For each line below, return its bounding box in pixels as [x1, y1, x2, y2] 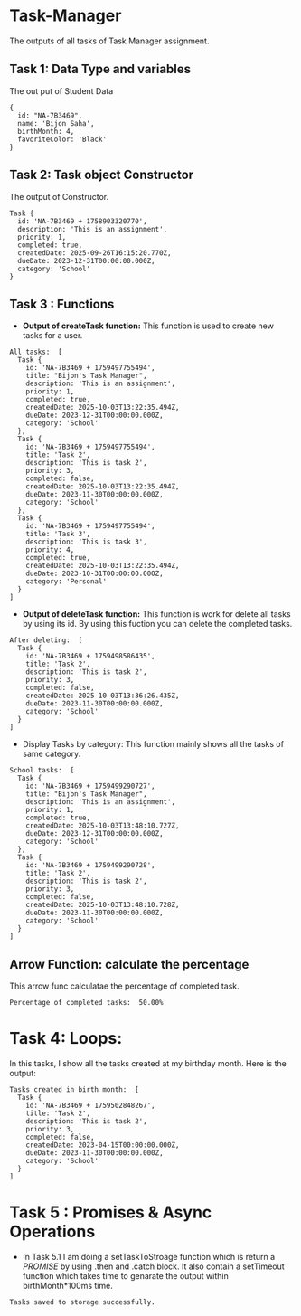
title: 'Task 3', [25, 530, 91, 539]
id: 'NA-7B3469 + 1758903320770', [17, 216, 147, 226]
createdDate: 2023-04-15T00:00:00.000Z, [25, 1141, 180, 1150]
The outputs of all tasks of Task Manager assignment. [9, 35, 210, 46]
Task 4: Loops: [9, 1028, 123, 1049]
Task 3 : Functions [9, 296, 115, 312]
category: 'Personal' [25, 577, 107, 586]
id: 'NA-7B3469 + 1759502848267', [25, 1101, 155, 1111]
